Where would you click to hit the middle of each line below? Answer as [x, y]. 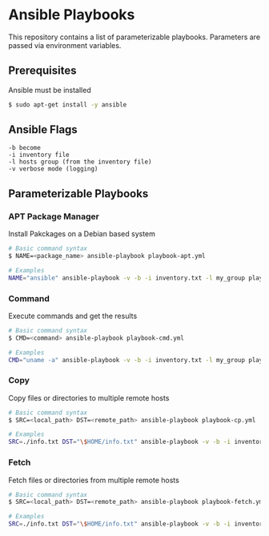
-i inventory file [39, 155]
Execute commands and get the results [73, 316]
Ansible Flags [43, 130]
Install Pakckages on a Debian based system [82, 234]
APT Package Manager [54, 216]
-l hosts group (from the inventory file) [80, 162]
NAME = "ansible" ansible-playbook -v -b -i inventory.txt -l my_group [127, 278]
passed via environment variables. [65, 45]
